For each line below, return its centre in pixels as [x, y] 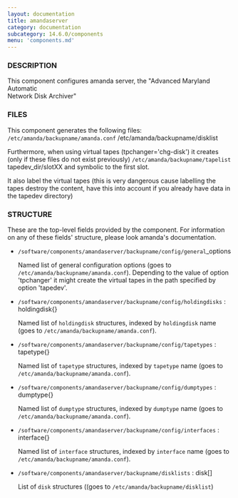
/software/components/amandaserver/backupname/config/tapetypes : [117, 345]
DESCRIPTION [32, 66]
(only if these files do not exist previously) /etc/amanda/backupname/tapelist [119, 159]
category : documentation [44, 27]
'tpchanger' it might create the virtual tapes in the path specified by [117, 280]
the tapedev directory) [40, 195]
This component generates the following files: [75, 130]
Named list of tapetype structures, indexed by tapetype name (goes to [120, 366]
